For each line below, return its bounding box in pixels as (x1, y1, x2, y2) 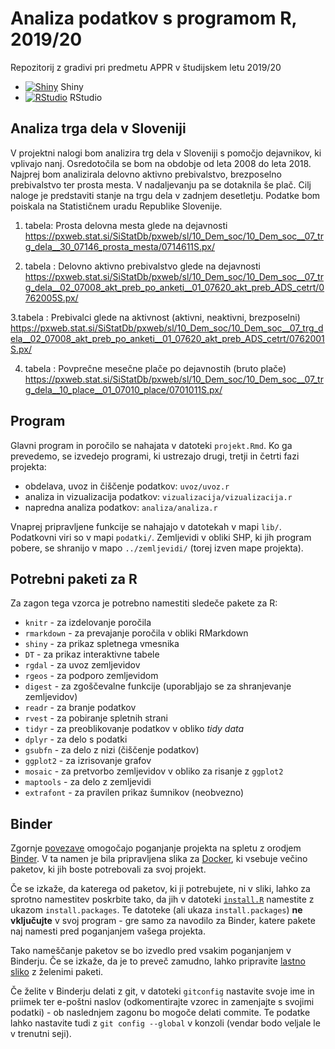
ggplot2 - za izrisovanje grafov (24, 755, 152, 767)
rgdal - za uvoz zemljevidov (24, 659, 141, 671)
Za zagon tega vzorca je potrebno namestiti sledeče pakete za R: (10, 597, 278, 609)
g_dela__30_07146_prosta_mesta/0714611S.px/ (24, 240, 215, 252)
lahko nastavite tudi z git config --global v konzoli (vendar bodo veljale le (10, 1017, 321, 1029)
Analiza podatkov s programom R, (10, 7, 298, 30)
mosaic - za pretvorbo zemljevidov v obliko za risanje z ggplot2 (24, 765, 284, 777)
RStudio (69, 91, 103, 103)
